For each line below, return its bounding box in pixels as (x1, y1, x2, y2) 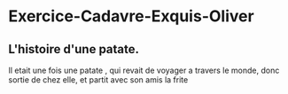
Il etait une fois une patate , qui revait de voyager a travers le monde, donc (8, 65, 280, 75)
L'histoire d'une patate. (8, 42, 139, 57)
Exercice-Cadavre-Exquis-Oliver (8, 6, 254, 27)
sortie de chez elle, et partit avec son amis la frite (8, 74, 189, 85)
